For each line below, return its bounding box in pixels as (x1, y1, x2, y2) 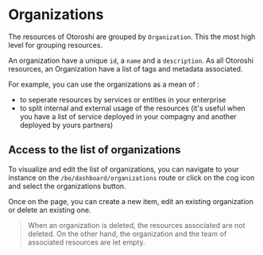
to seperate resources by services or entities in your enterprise (19, 95, 226, 104)
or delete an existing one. (8, 205, 91, 214)
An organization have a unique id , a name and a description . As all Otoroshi (8, 56, 254, 65)
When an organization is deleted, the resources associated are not (27, 220, 246, 230)
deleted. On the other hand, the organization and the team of (27, 229, 227, 238)
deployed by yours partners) (19, 120, 114, 129)
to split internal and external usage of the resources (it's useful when (19, 103, 246, 113)
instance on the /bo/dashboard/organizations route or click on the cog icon (8, 172, 255, 182)
